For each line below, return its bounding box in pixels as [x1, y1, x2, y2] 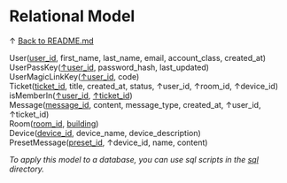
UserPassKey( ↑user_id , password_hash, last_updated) [9, 62, 210, 72]
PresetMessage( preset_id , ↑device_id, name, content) [9, 137, 208, 148]
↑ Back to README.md [9, 35, 95, 46]
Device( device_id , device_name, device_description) [9, 127, 201, 138]
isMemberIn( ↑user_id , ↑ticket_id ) [9, 90, 133, 101]
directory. [9, 164, 44, 174]
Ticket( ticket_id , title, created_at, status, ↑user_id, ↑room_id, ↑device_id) [9, 80, 279, 91]
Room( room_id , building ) [9, 118, 99, 129]
